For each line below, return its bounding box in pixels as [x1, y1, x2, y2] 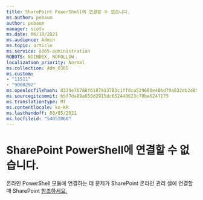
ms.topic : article [6, 43, 53, 49]
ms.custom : [6, 71, 34, 77]
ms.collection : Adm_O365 [6, 65, 69, 71]
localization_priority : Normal [6, 59, 85, 65]
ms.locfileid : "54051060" [6, 115, 71, 121]
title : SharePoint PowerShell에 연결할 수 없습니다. [6, 8, 130, 15]
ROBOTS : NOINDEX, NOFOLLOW [6, 54, 74, 60]
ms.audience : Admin [6, 37, 56, 43]
